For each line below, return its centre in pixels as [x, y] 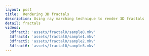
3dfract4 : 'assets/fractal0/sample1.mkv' [53, 37]
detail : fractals [23, 23]
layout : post [19, 9]
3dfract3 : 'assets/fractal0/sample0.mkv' [53, 32]
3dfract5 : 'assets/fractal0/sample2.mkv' [53, 41]
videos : [13, 28]
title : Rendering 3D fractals [37, 14]
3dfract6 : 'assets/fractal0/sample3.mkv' [53, 46]
